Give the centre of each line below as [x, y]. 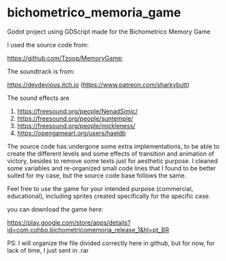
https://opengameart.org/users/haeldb [72, 133]
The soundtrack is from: [41, 71]
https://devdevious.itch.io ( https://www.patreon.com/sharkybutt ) [98, 84]
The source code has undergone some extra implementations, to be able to [113, 146]
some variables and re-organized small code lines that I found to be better [112, 168]
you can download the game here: [55, 209]
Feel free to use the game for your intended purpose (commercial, [100, 188]
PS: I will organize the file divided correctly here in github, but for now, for [111, 243]
